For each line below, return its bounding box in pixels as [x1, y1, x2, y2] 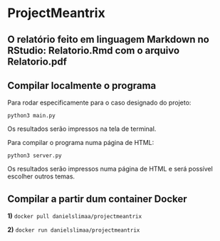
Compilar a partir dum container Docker [7, 193, 187, 205]
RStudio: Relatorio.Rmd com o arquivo [7, 44, 180, 56]
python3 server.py [7, 152, 62, 159]
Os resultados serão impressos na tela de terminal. [7, 124, 157, 133]
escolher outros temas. [7, 172, 75, 181]
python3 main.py [7, 112, 56, 119]
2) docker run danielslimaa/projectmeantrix [7, 225, 140, 234]
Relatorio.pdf [7, 55, 68, 68]
